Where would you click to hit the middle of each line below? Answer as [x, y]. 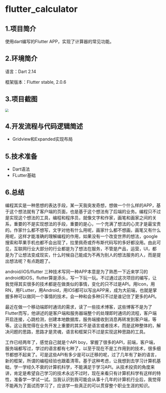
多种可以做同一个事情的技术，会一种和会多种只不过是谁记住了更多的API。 [84, 296]
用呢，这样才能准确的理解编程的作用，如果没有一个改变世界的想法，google [82, 236]
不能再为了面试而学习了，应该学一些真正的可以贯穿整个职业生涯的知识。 [79, 386]
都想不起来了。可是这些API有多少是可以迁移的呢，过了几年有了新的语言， [84, 354]
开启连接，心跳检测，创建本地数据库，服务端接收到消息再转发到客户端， [79, 319]
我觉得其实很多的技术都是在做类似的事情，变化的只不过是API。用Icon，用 [80, 284]
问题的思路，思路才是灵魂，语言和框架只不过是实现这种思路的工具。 [79, 332]
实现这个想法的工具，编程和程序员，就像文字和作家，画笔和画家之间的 [81, 218]
